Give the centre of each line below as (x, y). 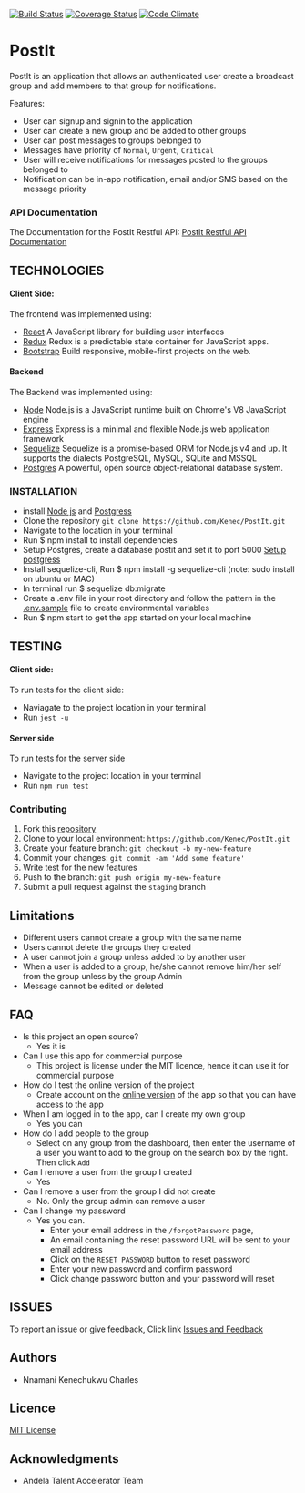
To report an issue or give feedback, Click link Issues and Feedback (137, 1329)
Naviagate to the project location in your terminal (114, 707)
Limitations (42, 915)
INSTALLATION (44, 491)
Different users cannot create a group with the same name (132, 937)
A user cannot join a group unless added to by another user (134, 957)
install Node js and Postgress (77, 511)
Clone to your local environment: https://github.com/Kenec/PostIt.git (156, 839)
